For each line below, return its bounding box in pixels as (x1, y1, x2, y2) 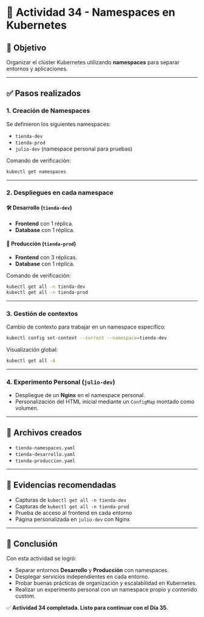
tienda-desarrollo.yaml (15, 451, 76, 457)
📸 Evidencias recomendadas (6, 480, 117, 491)
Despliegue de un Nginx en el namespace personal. (15, 391, 146, 398)
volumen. (15, 404, 39, 412)
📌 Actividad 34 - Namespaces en (6, 5, 175, 19)
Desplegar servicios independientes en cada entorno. (15, 573, 150, 581)
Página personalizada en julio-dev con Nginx (15, 516, 131, 523)
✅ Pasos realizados (6, 88, 81, 99)
